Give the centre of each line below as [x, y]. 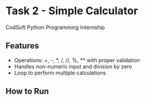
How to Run [27, 91]
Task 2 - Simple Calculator [72, 11]
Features [22, 46]
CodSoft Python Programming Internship [55, 27]
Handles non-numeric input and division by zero [73, 66]
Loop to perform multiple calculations [60, 73]
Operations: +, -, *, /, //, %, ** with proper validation [77, 60]
